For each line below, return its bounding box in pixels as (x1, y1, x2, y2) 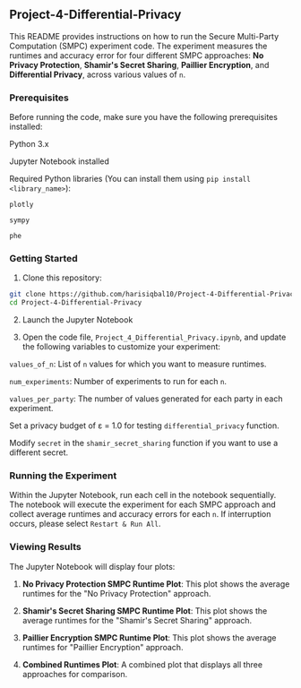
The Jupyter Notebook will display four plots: (9, 561, 176, 572)
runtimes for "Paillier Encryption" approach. (21, 641, 184, 652)
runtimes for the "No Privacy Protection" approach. (21, 588, 211, 598)
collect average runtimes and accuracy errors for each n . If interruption (9, 509, 271, 520)
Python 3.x (9, 139, 49, 150)
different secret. (9, 447, 69, 458)
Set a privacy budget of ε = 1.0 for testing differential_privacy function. (9, 420, 279, 431)
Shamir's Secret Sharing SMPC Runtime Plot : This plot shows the (21, 605, 268, 616)
